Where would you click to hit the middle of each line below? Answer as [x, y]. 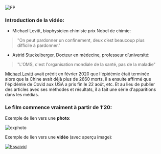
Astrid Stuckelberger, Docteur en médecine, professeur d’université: [81, 55]
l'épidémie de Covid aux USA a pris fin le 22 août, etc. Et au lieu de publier [80, 84]
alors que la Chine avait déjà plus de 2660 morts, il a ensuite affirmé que [78, 79]
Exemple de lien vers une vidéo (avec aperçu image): [59, 137]
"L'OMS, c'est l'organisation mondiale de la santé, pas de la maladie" [86, 65]
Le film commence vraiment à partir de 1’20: [58, 108]
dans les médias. [22, 95]
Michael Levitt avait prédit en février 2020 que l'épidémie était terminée [77, 74]
